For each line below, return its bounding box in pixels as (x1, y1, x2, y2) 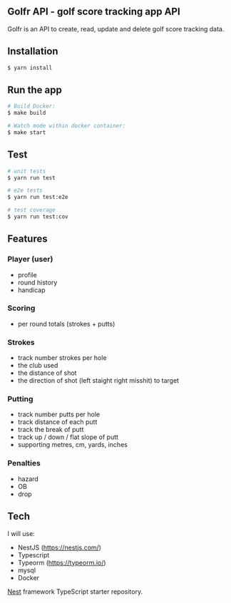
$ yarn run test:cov (7, 213, 69, 220)
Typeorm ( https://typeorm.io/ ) (17, 558, 106, 567)
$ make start (7, 128, 46, 136)
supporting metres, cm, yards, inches (17, 440, 128, 449)
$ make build (7, 110, 46, 117)
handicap (17, 285, 46, 294)
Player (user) (7, 254, 53, 264)
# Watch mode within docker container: (7, 123, 126, 130)
